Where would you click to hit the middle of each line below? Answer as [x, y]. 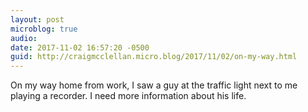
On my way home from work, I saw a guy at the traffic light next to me [154, 85]
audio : [24, 38]
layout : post [37, 19]
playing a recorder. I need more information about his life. [128, 96]
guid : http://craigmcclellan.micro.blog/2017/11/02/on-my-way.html [154, 57]
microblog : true [44, 29]
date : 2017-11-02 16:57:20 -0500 [80, 47]
